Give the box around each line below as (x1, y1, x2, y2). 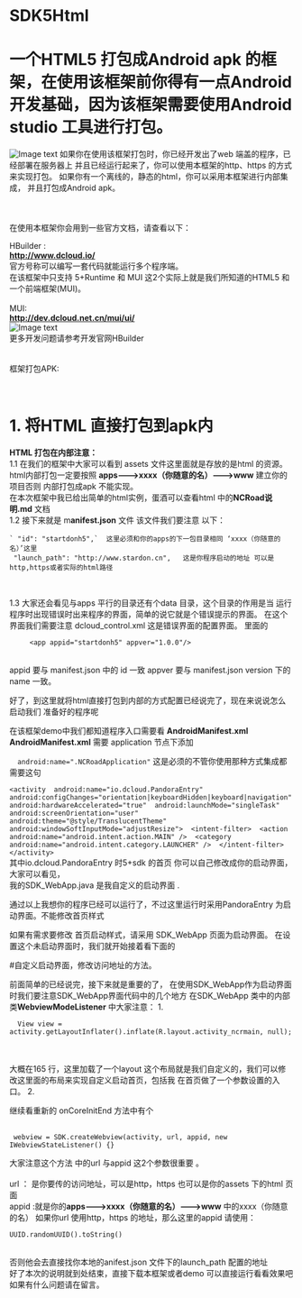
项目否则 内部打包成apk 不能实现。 (9, 481, 138, 492)
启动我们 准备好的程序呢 (9, 707, 99, 718)
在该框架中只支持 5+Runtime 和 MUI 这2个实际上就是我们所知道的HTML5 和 (9, 272, 290, 283)
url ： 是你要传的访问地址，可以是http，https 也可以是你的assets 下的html (9, 1178, 284, 1190)
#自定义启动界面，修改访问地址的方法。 (9, 960, 157, 971)
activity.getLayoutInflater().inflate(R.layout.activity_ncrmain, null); (9, 1028, 293, 1037)
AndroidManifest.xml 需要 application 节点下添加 (9, 736, 194, 748)
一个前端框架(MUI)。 (9, 283, 87, 294)
